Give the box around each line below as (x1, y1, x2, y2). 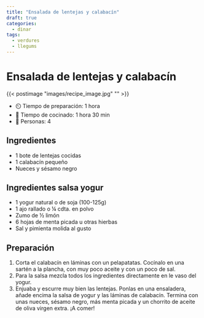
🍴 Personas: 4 (15, 117, 51, 125)
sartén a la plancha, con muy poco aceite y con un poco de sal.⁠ (15, 265, 176, 273)
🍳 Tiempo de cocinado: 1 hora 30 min (15, 111, 110, 118)
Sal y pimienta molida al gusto (15, 225, 92, 232)
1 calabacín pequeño (15, 158, 68, 166)
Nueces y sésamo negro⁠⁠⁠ (15, 165, 77, 172)
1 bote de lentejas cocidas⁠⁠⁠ (15, 152, 82, 159)
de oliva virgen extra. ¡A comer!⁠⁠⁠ (15, 304, 95, 312)
